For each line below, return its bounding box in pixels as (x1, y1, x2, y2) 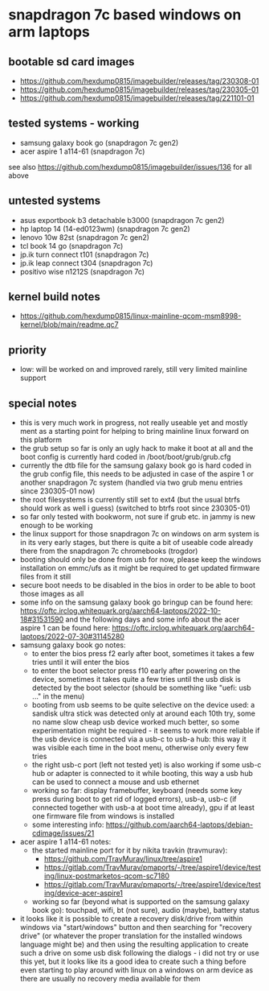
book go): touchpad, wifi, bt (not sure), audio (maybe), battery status (31, 906, 259, 915)
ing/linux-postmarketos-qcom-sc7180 (43, 871, 170, 881)
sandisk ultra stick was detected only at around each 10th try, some (31, 708, 255, 718)
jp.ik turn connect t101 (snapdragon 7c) (19, 250, 149, 259)
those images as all (19, 589, 84, 599)
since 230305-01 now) (19, 486, 96, 496)
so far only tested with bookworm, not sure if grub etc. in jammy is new (19, 512, 255, 522)
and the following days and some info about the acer (65, 614, 239, 625)
